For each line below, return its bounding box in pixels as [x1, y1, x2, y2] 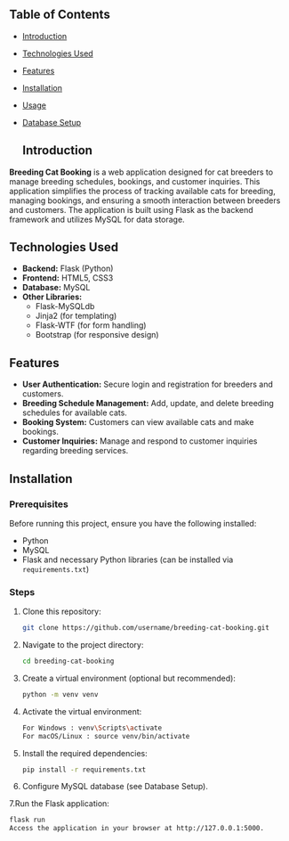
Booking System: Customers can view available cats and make [21, 417, 254, 428]
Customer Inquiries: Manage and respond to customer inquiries [21, 436, 258, 446]
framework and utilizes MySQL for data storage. [9, 214, 185, 225]
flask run [9, 815, 46, 825]
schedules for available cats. [21, 407, 127, 418]
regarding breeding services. [21, 445, 129, 456]
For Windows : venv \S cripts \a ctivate [21, 723, 163, 732]
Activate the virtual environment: [21, 706, 142, 716]
